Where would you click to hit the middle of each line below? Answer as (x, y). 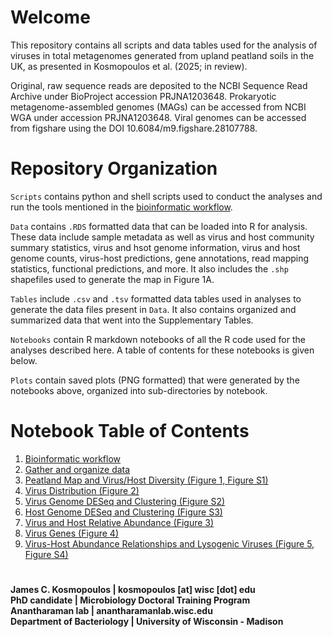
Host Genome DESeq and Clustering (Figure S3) (123, 512)
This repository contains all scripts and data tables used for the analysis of (164, 45)
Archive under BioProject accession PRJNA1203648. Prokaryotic (143, 96)
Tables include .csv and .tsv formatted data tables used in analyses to (156, 298)
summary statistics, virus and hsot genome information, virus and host (155, 247)
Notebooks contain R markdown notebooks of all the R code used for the (158, 339)
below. (24, 360)
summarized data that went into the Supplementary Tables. (132, 320)
